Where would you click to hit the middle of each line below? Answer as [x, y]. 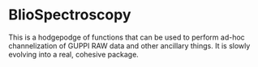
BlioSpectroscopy [70, 15]
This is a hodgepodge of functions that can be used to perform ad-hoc [127, 37]
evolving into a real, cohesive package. [74, 54]
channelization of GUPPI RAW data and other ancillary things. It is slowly [129, 45]
